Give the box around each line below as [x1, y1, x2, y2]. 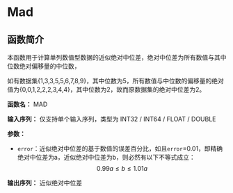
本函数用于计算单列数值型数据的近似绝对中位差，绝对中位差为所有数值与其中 [7, 53, 227, 61]
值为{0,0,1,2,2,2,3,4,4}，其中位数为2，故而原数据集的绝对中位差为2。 [7, 85, 206, 94]
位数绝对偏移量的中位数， [7, 62, 81, 70]
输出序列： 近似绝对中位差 [7, 178, 82, 187]
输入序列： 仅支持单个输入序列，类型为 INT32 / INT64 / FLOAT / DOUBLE [7, 115, 216, 123]
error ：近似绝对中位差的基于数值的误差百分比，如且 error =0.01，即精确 [17, 144, 223, 153]
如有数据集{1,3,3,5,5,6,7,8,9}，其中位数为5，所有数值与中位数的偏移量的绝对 [7, 77, 225, 85]
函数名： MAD [7, 100, 48, 108]
